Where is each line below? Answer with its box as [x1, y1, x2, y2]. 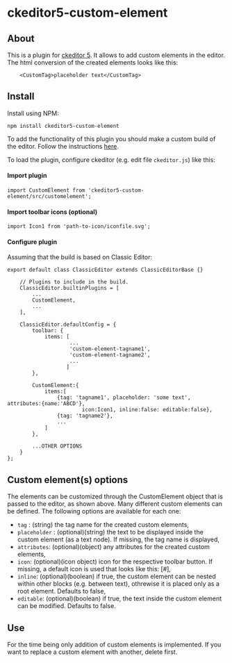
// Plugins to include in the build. [19, 279, 129, 286]
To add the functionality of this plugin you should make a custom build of [7, 134, 216, 143]
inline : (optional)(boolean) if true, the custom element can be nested [17, 572, 217, 581]
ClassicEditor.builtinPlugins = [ [19, 285, 119, 292]
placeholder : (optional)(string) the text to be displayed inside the [17, 528, 204, 537]
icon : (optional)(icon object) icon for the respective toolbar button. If [17, 557, 213, 566]
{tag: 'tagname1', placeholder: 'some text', [56, 394, 191, 401]
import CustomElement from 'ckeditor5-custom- [7, 187, 144, 194]
